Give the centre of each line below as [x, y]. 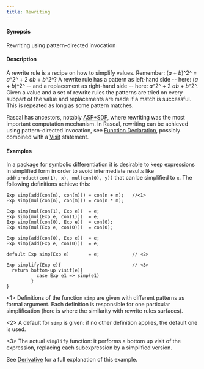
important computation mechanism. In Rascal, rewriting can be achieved [97, 124]
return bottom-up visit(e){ [48, 270]
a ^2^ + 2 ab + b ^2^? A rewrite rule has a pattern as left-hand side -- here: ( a [102, 80]
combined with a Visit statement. [48, 137]
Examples [19, 151]
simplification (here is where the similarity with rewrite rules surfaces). [95, 311]
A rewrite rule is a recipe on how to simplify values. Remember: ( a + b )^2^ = [102, 73]
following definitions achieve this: [48, 184]
